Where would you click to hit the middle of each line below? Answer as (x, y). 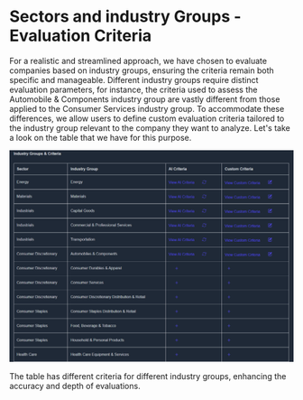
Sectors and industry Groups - (125, 17)
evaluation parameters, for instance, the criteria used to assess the (133, 89)
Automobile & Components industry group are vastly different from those (145, 99)
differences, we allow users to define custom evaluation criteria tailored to (147, 118)
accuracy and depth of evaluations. (75, 386)
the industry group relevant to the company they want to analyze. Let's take (150, 127)
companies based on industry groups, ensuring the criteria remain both (142, 70)
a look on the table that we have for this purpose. (101, 137)
